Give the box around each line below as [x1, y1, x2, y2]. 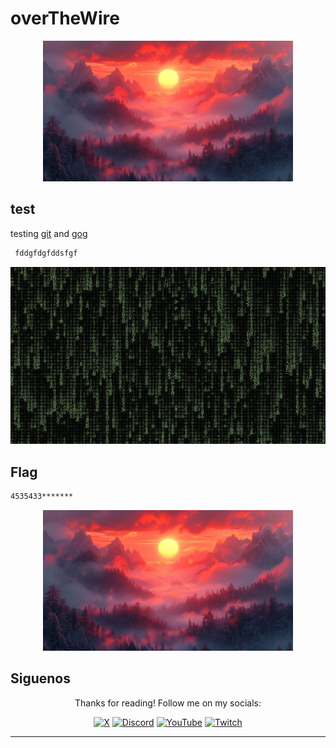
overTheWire [10, 7, 120, 30]
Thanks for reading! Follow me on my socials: [74, 697, 262, 709]
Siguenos [10, 670, 72, 687]
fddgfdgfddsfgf [14, 248, 78, 258]
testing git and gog [10, 227, 88, 239]
